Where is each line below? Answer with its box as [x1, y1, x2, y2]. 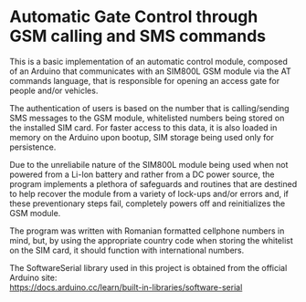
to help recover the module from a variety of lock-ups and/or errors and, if [9, 188, 290, 199]
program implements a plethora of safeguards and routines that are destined [9, 178, 298, 189]
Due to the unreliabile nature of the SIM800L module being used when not [9, 159, 289, 170]
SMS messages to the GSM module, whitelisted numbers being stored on [9, 112, 285, 123]
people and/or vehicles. [9, 85, 99, 96]
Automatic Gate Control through [9, 6, 259, 27]
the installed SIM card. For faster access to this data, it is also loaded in [9, 121, 278, 133]
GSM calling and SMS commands [9, 26, 267, 47]
